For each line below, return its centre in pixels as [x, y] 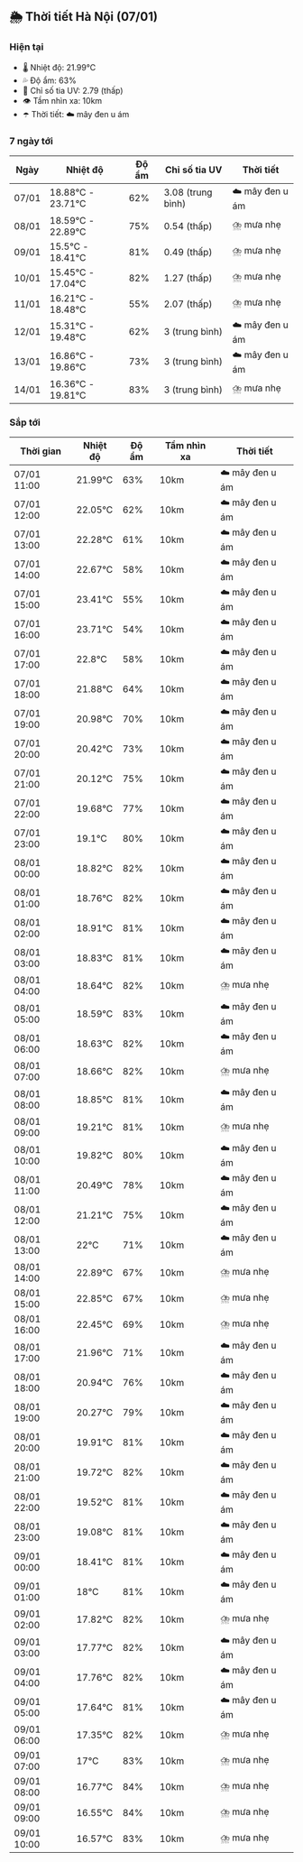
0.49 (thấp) [188, 252]
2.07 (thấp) [188, 304]
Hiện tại [27, 47]
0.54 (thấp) [188, 226]
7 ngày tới [32, 141]
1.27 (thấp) [188, 278]
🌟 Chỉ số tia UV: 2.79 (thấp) [73, 90]
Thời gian [40, 451]
